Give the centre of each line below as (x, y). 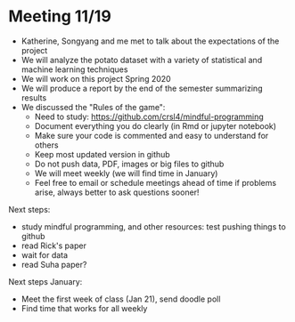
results (34, 97)
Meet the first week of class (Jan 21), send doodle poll (121, 299)
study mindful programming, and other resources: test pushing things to (153, 226)
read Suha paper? (54, 264)
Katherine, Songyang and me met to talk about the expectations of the (150, 41)
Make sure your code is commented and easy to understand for (152, 135)
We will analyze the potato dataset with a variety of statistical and (142, 60)
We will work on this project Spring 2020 (96, 78)
